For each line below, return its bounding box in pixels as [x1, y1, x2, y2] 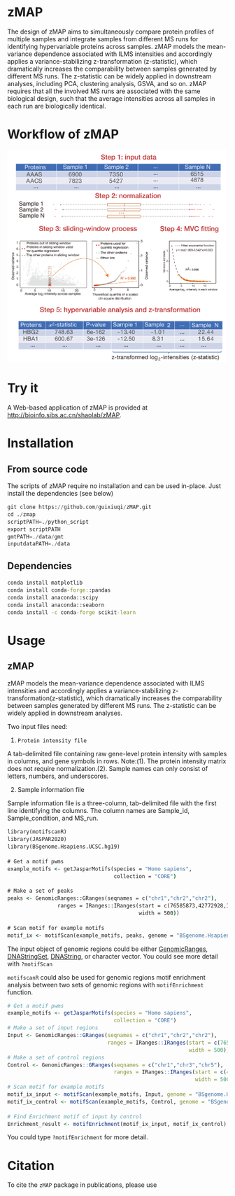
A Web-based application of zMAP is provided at [7, 403, 148, 412]
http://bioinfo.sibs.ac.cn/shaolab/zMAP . [7, 411, 122, 419]
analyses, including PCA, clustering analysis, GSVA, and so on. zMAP [7, 79, 207, 88]
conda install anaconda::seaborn [7, 602, 105, 609]
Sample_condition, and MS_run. [7, 814, 99, 823]
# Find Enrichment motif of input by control [7, 1113, 142, 1120]
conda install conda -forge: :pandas [7, 587, 111, 594]
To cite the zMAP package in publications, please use [7, 1181, 157, 1189]
